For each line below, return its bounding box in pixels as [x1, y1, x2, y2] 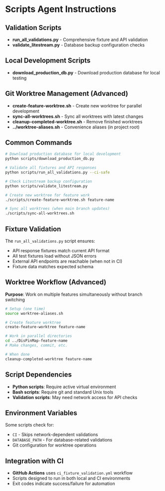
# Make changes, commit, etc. [5, 343, 68, 348]
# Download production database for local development [5, 151, 121, 157]
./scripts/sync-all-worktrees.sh [5, 211, 75, 216]
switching [5, 296, 25, 303]
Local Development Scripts [5, 56, 91, 65]
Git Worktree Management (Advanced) [5, 89, 128, 98]
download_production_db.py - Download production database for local [12, 69, 160, 75]
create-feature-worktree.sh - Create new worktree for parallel [12, 102, 142, 108]
